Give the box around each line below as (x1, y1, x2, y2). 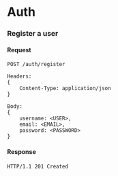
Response (7, 147, 36, 155)
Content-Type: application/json (19, 85, 111, 92)
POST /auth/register (7, 61, 66, 68)
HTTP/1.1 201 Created (7, 163, 69, 170)
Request (7, 45, 32, 54)
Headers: (7, 73, 32, 80)
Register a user (7, 29, 59, 38)
